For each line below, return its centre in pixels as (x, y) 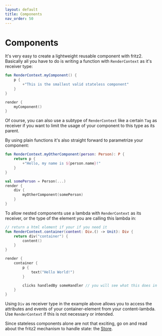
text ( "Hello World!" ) (53, 272)
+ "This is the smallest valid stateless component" (76, 85)
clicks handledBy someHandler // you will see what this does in (90, 285)
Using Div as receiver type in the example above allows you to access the (79, 304)
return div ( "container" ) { (41, 236)
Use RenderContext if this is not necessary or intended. (59, 314)
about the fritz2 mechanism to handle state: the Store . (59, 329)
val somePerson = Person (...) (36, 181)
